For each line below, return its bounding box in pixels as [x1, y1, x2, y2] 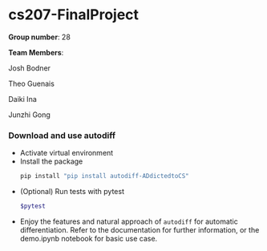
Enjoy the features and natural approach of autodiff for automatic [19, 217, 239, 226]
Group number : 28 [8, 32, 71, 42]
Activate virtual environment [19, 148, 114, 158]
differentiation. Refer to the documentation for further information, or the [19, 225, 260, 234]
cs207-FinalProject [8, 6, 139, 24]
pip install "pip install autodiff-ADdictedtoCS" [19, 172, 190, 180]
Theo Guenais [8, 79, 55, 88]
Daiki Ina [8, 94, 38, 103]
